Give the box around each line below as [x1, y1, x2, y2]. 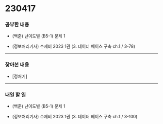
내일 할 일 [5, 91, 26, 98]
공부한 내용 [5, 21, 30, 28]
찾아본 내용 [5, 61, 30, 68]
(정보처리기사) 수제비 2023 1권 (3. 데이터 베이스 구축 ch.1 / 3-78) [12, 43, 136, 49]
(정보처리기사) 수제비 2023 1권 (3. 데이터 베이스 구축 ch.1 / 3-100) [12, 114, 138, 120]
